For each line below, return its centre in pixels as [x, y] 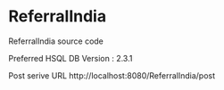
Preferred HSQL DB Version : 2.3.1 [71, 58]
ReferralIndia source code [56, 41]
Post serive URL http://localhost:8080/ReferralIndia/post [112, 75]
